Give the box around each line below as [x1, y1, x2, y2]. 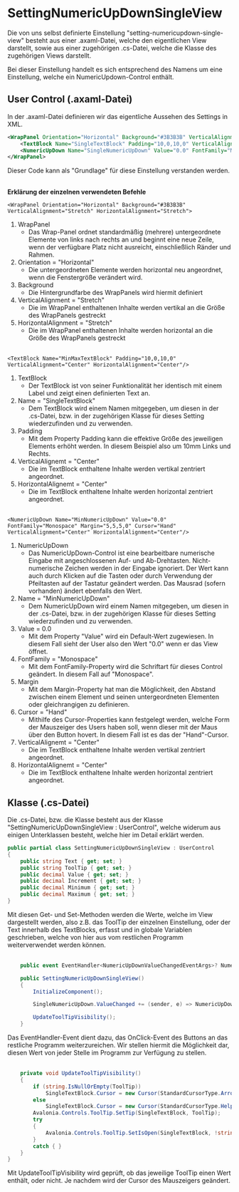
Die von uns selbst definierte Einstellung [7, 28, 126, 37]
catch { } [33, 1142, 62, 1150]
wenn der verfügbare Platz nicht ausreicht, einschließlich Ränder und [28, 243, 231, 252]
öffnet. [28, 647, 48, 656]
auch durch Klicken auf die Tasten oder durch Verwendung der [28, 571, 213, 580]
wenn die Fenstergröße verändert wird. [28, 273, 143, 282]
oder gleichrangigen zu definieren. [28, 700, 130, 709]
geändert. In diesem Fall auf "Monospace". [28, 670, 154, 678]
